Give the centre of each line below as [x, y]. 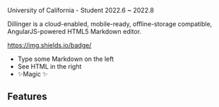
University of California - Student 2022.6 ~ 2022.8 [81, 10]
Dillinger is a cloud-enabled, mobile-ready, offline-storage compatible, [110, 24]
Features [27, 97]
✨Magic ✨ [32, 74]
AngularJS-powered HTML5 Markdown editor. [75, 32]
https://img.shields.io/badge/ [49, 45]
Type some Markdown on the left [66, 59]
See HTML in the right [49, 66]
